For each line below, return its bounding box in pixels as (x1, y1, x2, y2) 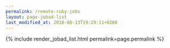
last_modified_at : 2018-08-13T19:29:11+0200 (5, 19, 118, 25)
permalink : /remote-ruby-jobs (5, 8, 81, 15)
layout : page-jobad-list (5, 14, 67, 20)
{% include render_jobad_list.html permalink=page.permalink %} (5, 36, 165, 43)
